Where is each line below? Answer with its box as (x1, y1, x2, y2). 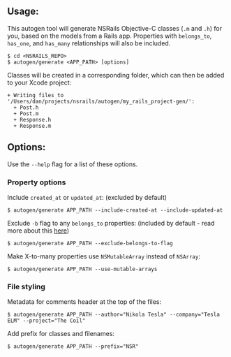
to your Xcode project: (7, 78, 72, 87)
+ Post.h (13, 104, 39, 111)
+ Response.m (13, 122, 52, 129)
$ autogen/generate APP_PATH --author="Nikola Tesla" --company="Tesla (7, 311, 220, 319)
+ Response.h (13, 116, 52, 123)
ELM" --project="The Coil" (7, 317, 86, 324)
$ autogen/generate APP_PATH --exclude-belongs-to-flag (7, 240, 173, 247)
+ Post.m (13, 110, 39, 117)
